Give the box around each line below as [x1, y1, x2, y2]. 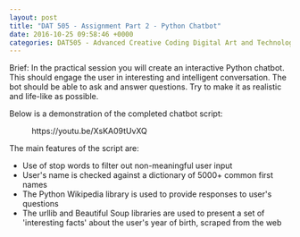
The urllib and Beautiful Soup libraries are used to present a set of [21, 207, 265, 219]
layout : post [9, 13, 58, 22]
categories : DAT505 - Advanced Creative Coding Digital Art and [9, 38, 254, 47]
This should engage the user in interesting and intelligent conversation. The [9, 72, 287, 83]
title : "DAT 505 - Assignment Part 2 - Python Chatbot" [9, 21, 221, 30]
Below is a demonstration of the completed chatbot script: [9, 108, 223, 119]
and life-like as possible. [9, 91, 99, 102]
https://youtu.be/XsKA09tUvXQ [31, 126, 147, 137]
